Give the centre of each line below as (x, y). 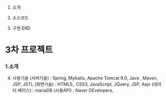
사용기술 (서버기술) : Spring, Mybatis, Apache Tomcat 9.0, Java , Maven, (85, 78)
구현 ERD (21, 28)
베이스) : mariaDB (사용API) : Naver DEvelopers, (66, 91)
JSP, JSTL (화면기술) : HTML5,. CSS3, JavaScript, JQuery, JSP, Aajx (81, 84)
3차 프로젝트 (29, 50)
